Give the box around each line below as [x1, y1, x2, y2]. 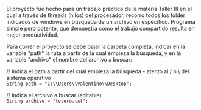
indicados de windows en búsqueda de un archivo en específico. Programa [6, 18, 196, 25]
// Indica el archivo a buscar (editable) [6, 92, 102, 98]
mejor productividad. [6, 31, 59, 38]
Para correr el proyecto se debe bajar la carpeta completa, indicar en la [6, 43, 186, 50]
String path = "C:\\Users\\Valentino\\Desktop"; [6, 81, 132, 87]
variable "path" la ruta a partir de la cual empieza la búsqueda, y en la [6, 50, 182, 57]
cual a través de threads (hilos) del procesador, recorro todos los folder [6, 12, 186, 19]
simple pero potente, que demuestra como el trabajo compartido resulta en [6, 24, 195, 32]
